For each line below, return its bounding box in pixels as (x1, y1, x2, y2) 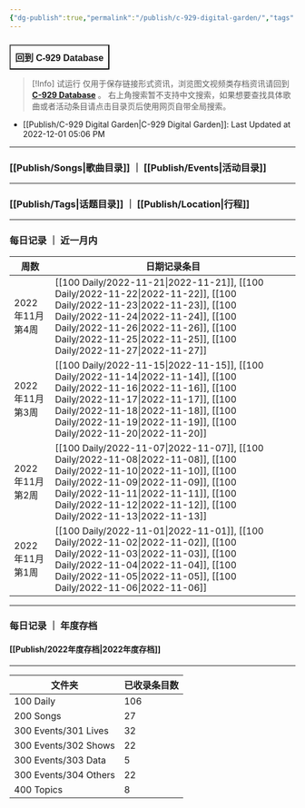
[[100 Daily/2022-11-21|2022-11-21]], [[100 (54, 276, 264, 289)
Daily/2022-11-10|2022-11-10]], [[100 (54, 464, 238, 477)
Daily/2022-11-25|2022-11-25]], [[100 (54, 332, 238, 345)
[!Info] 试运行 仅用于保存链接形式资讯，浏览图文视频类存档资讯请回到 (31, 78, 290, 89)
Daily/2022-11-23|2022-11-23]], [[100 (54, 299, 238, 311)
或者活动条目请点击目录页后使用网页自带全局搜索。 (39, 101, 231, 112)
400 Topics (14, 783, 64, 795)
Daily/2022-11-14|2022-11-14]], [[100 (54, 370, 238, 382)
